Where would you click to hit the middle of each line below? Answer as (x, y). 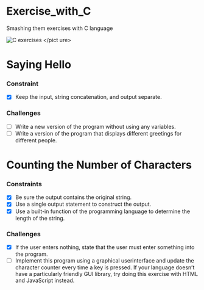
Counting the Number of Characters (99, 165)
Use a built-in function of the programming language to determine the (103, 211)
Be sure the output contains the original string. (73, 197)
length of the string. (40, 218)
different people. (36, 140)
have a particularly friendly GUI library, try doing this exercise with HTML (107, 274)
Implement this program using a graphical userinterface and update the (104, 260)
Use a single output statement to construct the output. (83, 204)
